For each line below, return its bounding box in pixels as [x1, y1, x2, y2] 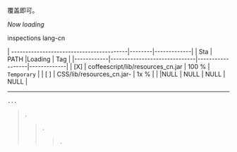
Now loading [7, 20, 44, 28]
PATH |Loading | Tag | [7, 55, 71, 63]
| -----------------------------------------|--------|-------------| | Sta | [7, 48, 213, 56]
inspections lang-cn [7, 34, 66, 42]
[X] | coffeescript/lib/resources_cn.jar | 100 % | [73, 63, 210, 70]
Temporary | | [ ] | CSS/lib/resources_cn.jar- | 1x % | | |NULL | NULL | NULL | [7, 70, 226, 78]
